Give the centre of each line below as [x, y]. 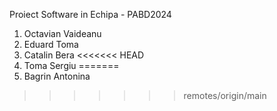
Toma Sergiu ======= [71, 65]
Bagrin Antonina [57, 76]
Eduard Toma [51, 44]
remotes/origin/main [225, 95]
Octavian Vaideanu [62, 33]
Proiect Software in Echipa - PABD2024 [90, 14]
